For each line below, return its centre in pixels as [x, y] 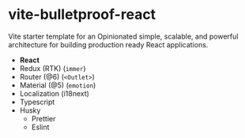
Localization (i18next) [54, 93]
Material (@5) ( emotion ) [58, 85]
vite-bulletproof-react [82, 15]
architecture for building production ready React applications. [108, 44]
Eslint [40, 127]
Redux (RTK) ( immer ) [53, 68]
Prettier [43, 118]
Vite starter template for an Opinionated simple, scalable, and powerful [123, 36]
